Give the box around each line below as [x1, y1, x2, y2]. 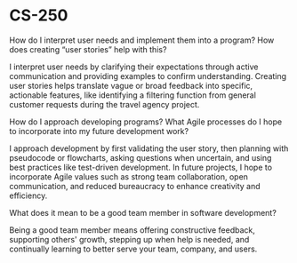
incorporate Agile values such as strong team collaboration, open [9, 171, 249, 182]
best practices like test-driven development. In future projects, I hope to [9, 162, 273, 172]
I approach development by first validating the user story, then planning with [9, 143, 289, 154]
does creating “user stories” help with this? [9, 44, 167, 54]
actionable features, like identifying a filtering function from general [9, 90, 256, 100]
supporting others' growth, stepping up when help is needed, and [9, 234, 250, 244]
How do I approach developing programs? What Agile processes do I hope [9, 116, 283, 127]
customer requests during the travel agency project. [9, 99, 200, 109]
